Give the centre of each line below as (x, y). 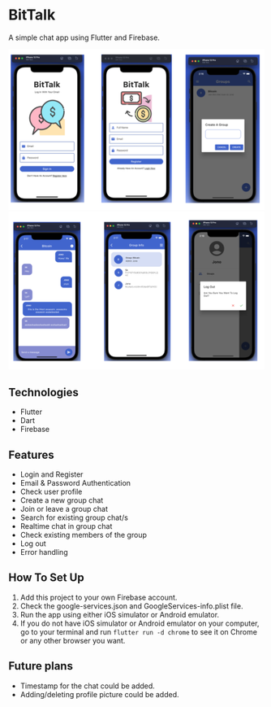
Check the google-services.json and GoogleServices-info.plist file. (131, 606)
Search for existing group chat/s (74, 517)
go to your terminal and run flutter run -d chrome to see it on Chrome (139, 631)
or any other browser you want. (73, 640)
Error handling (44, 552)
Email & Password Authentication (75, 483)
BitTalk (32, 15)
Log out (33, 543)
